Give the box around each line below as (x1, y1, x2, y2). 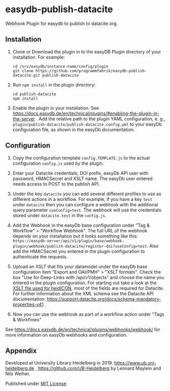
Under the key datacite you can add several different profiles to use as (12, 191, 161, 197)
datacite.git (12, 73, 41, 78)
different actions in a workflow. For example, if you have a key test (12, 196, 153, 202)
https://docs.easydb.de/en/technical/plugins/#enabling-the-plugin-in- (12, 110, 160, 116)
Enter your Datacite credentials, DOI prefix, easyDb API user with (12, 170, 149, 176)
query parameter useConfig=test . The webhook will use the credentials (12, 207, 161, 213)
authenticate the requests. (12, 253, 68, 260)
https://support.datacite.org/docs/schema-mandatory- (46, 296, 161, 302)
